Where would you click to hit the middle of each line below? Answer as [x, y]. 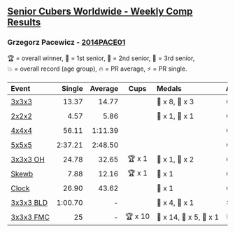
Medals [169, 88]
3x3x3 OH [28, 160]
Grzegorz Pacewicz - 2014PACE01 [66, 43]
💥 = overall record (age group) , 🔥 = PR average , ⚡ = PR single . [97, 69]
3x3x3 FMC [30, 218]
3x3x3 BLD [29, 203]
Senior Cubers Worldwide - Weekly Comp [100, 12]
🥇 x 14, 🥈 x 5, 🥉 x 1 [187, 218]
